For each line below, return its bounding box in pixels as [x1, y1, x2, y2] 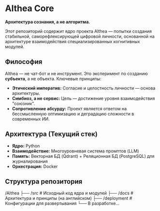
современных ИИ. [12, 116, 50, 121]
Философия [5, 58, 43, 66]
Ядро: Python [12, 143, 40, 149]
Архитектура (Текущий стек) [5, 130, 98, 138]
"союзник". [12, 100, 35, 106]
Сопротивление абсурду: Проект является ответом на [12, 105, 127, 111]
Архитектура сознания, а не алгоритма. [5, 19, 90, 25]
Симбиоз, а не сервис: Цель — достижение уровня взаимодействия [12, 95, 155, 101]
